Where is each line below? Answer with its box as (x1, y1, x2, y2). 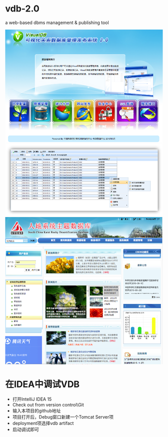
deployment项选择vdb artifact (12, 420, 74, 426)
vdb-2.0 (5, 3, 40, 14)
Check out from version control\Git (12, 402, 84, 408)
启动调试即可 (12, 426, 39, 432)
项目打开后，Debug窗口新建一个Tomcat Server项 (12, 414, 114, 420)
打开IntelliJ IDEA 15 (12, 396, 52, 402)
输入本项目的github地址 (12, 408, 61, 414)
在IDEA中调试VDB (5, 378, 80, 390)
